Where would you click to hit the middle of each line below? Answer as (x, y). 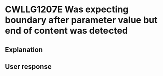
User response (28, 67)
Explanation (24, 49)
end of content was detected (66, 31)
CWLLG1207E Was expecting (67, 9)
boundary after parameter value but (81, 20)
